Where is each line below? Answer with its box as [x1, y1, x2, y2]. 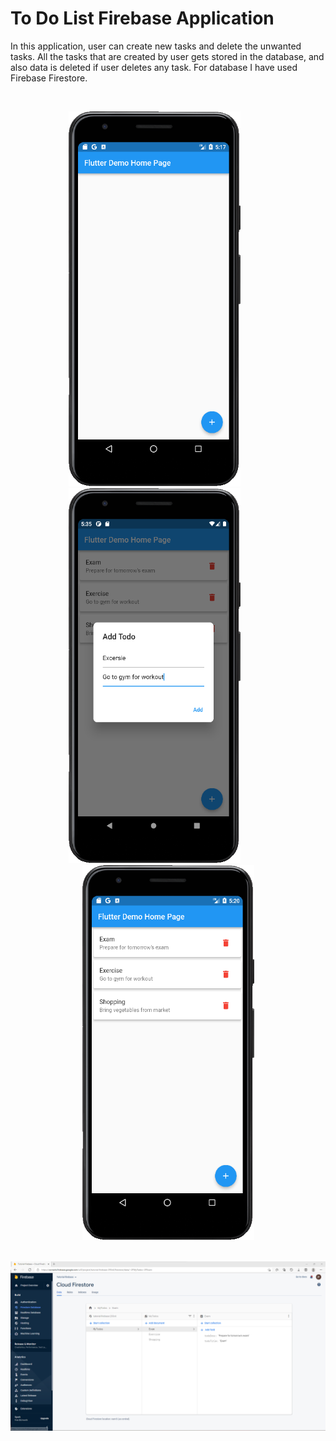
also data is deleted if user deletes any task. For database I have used [10, 61, 298, 73]
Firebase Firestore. [10, 72, 88, 84]
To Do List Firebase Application [10, 7, 275, 30]
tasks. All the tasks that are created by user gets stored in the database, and [10, 50, 325, 62]
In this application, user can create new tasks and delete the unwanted [10, 40, 302, 52]
